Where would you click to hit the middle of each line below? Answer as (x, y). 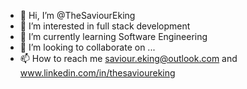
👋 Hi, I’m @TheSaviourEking (77, 15)
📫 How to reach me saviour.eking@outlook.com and (128, 58)
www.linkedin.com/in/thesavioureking (97, 73)
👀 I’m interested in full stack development (105, 26)
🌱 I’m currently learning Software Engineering (113, 36)
